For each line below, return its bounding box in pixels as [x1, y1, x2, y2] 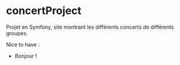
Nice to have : [6, 41, 40, 48]
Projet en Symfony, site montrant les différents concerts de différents [6, 23, 174, 30]
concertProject [6, 4, 81, 18]
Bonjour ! [14, 52, 37, 59]
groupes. [6, 29, 28, 36]
